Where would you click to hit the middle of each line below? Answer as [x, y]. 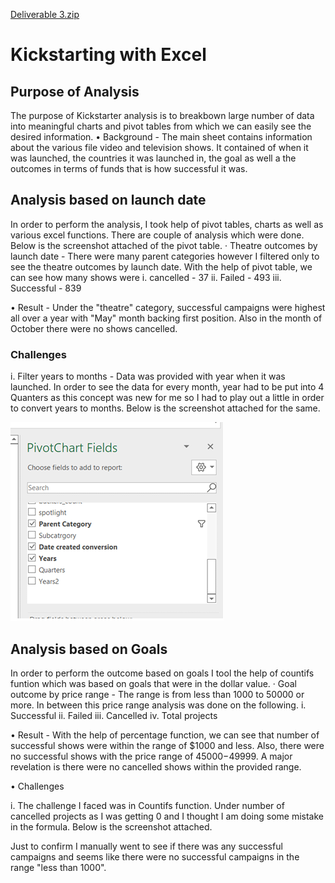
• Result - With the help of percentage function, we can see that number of [165, 735]
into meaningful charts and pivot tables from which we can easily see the [161, 126]
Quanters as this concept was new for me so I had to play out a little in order [167, 398]
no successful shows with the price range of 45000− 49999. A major [151, 756]
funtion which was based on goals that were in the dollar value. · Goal [154, 683]
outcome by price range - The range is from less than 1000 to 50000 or [157, 694]
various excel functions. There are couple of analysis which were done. [157, 235]
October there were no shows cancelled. [94, 328]
